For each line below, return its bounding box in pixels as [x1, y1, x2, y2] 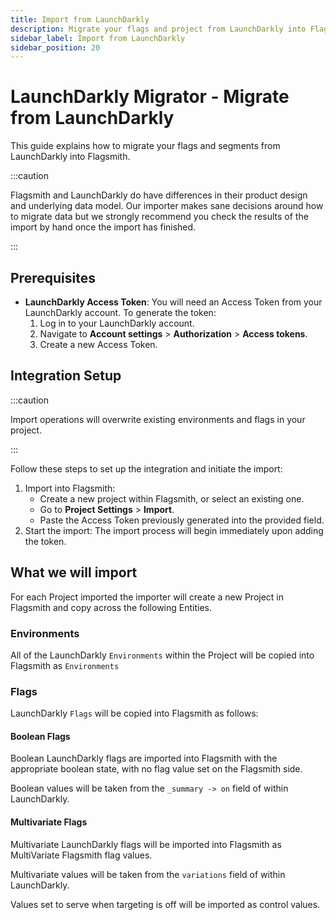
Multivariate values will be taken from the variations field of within [10, 868, 286, 880]
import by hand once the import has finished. [10, 221, 197, 233]
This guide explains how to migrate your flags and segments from [10, 140, 281, 152]
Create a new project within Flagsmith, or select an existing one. [39, 492, 305, 505]
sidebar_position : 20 [10, 42, 101, 53]
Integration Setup [10, 367, 122, 385]
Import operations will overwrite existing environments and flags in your [10, 413, 306, 425]
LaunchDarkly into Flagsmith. [10, 151, 131, 163]
